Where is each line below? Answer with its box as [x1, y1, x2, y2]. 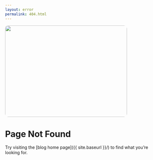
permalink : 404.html [5, 12, 47, 17]
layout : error [5, 7, 34, 12]
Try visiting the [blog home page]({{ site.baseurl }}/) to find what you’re [5, 144, 149, 150]
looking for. [5, 150, 28, 156]
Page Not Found [5, 128, 71, 140]
